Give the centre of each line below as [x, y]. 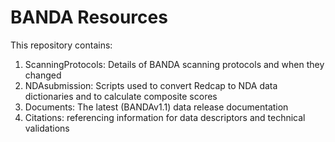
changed [43, 75]
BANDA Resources [89, 17]
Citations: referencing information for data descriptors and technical [165, 117]
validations [47, 128]
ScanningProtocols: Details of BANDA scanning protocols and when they [174, 64]
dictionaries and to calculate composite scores [121, 96]
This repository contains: [61, 45]
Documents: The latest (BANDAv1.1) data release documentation [156, 107]
